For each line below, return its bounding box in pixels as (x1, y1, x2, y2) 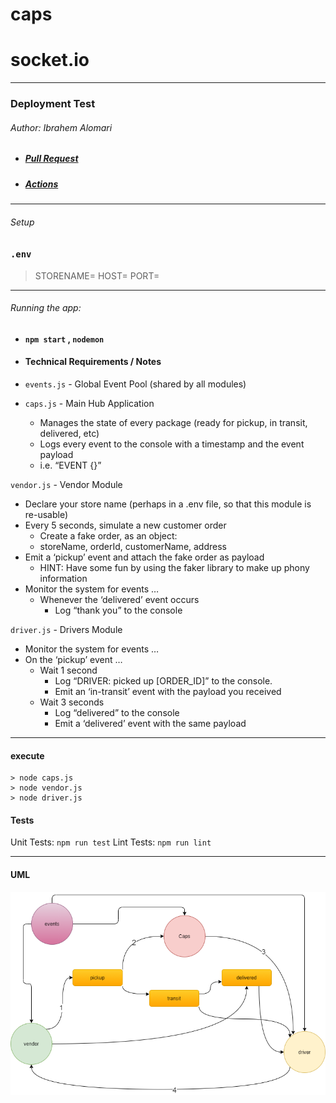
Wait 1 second (39, 664, 98, 676)
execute (10, 749, 45, 762)
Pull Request (24, 153, 79, 165)
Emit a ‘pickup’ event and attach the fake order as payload (24, 551, 265, 563)
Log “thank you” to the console (54, 604, 183, 616)
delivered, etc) (39, 427, 100, 439)
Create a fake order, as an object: (39, 529, 178, 542)
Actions (24, 178, 59, 190)
